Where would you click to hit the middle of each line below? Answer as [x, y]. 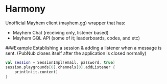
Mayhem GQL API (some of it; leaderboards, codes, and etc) [76, 38]
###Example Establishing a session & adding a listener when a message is [83, 48]
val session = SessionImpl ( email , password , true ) [60, 62]
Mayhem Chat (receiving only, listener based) [61, 32]
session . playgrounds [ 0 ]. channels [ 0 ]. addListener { [60, 67]
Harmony [26, 9]
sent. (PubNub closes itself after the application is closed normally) [76, 53]
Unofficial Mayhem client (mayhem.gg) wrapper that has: [65, 23]
